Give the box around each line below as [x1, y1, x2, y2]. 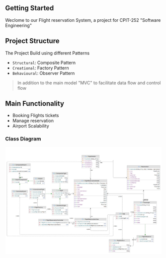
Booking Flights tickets [12, 113, 59, 119]
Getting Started [5, 4, 54, 12]
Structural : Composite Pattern [12, 60, 76, 65]
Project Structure [5, 37, 60, 45]
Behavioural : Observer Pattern [12, 70, 75, 76]
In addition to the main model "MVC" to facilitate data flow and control [17, 79, 161, 86]
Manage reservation [12, 118, 54, 124]
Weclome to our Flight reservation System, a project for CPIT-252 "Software [5, 17, 161, 23]
